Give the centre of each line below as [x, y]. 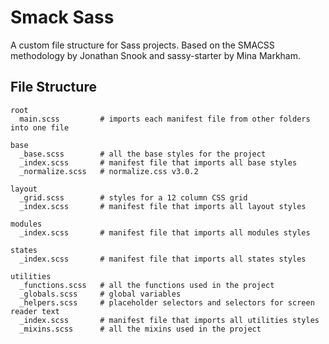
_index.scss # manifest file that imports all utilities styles [169, 320]
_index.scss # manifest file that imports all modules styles [165, 232]
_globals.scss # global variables [100, 294]
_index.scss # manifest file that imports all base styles [158, 162]
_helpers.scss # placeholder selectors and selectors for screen [167, 302]
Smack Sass [62, 17]
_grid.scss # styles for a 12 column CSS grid [133, 197]
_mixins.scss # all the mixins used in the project [140, 329]
